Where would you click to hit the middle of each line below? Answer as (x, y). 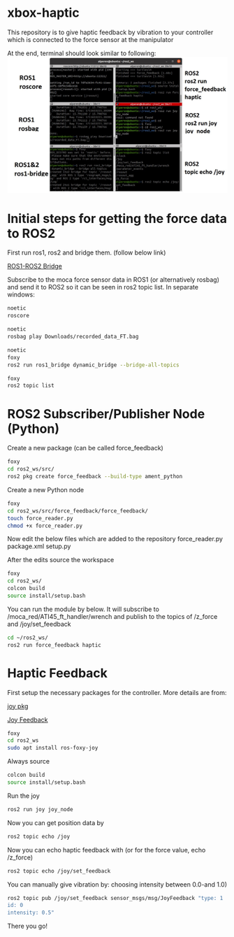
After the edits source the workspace (61, 560)
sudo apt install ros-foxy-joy (53, 748)
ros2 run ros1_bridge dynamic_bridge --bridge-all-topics (93, 365)
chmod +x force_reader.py (45, 526)
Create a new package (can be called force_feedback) (86, 448)
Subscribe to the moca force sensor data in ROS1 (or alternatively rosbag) (114, 280)
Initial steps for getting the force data (117, 219)
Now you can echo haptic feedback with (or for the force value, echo (107, 850)
